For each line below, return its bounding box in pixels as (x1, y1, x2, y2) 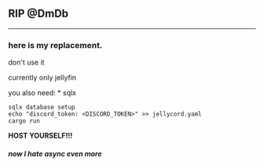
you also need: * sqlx (8, 88, 77, 98)
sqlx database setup (8, 103, 76, 112)
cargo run (8, 117, 41, 125)
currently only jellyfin (8, 73, 77, 83)
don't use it (8, 57, 45, 67)
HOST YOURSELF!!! (8, 131, 73, 141)
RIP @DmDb (8, 7, 69, 20)
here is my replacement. (8, 39, 103, 50)
